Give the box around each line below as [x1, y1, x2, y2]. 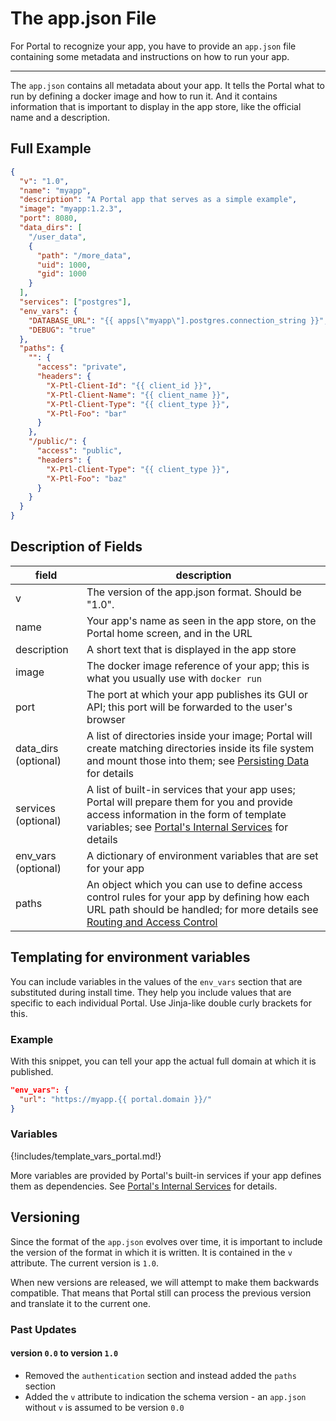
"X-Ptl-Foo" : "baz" [46, 473, 128, 484]
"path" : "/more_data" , [36, 250, 132, 261]
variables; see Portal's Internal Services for [86, 820, 289, 834]
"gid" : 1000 [36, 269, 87, 279]
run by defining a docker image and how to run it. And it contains [10, 90, 278, 102]
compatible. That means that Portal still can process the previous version [10, 1287, 312, 1299]
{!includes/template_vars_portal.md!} [10, 1150, 162, 1162]
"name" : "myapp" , [19, 185, 92, 196]
